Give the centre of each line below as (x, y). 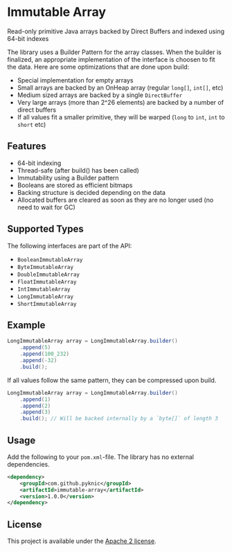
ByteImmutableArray (45, 267)
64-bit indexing (39, 163)
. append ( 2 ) (35, 406)
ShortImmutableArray (47, 304)
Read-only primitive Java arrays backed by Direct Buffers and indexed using (116, 31)
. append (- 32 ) (38, 361)
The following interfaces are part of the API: (70, 245)
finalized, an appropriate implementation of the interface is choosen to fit (111, 59)
